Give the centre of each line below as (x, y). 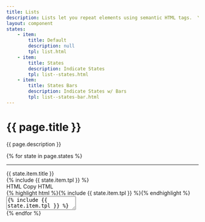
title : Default (48, 40)
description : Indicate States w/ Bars (77, 91)
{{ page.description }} (34, 144)
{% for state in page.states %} (44, 156)
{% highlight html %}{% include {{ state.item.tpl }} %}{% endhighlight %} (99, 193)
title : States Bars (53, 86)
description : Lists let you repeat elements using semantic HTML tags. (99, 18)
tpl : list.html (48, 52)
